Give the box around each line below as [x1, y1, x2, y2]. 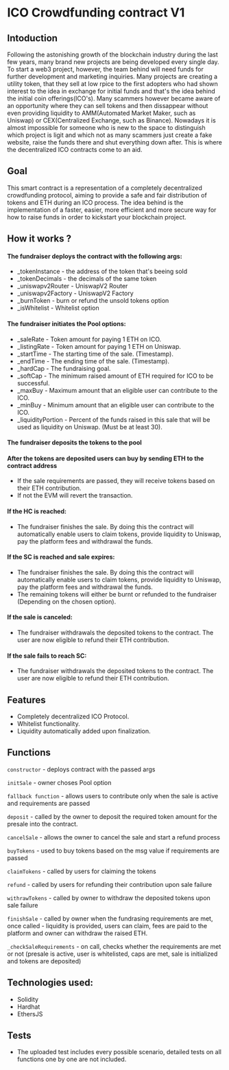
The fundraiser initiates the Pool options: [7, 320, 126, 328]
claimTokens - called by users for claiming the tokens [7, 867, 156, 875]
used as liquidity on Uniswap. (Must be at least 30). [16, 422, 162, 431]
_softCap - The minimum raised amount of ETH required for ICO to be [16, 372, 214, 380]
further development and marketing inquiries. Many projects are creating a [7, 72, 218, 81]
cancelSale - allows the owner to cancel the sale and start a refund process [7, 833, 221, 841]
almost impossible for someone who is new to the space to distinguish [7, 124, 206, 131]
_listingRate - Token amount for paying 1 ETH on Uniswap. [16, 342, 182, 350]
